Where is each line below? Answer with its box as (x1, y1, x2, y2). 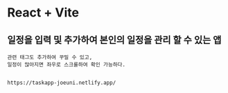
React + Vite (7, 5, 80, 21)
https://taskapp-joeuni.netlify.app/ (7, 79, 116, 86)
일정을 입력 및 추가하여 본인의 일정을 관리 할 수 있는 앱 (7, 34, 222, 45)
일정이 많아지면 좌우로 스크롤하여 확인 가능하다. (7, 61, 126, 68)
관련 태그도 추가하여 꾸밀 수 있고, (7, 54, 93, 61)
